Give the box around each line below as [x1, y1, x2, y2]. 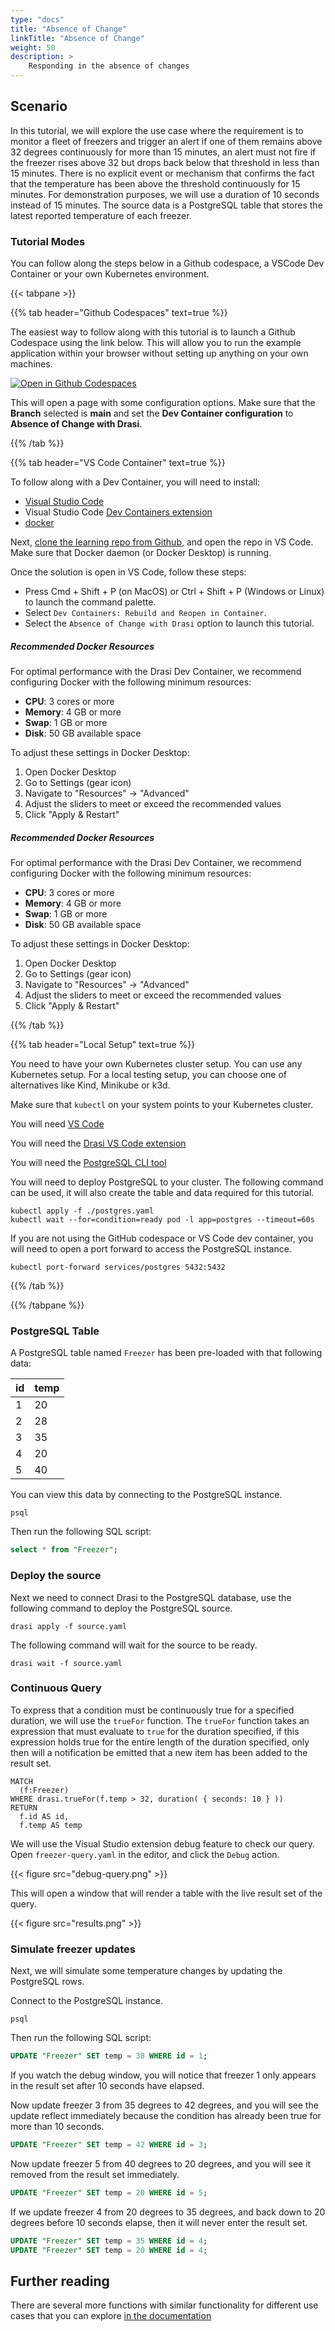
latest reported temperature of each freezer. [10, 209, 192, 221]
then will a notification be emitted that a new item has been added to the [10, 1746, 308, 1758]
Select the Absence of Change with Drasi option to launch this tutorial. [24, 617, 315, 630]
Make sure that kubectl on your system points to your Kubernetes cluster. [10, 1099, 314, 1111]
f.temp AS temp [19, 1820, 83, 1830]
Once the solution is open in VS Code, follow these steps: [10, 566, 247, 578]
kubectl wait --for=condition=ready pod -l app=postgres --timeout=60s [10, 1215, 315, 1225]
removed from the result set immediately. [10, 2168, 180, 2180]
